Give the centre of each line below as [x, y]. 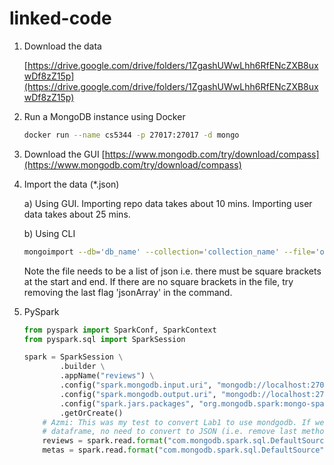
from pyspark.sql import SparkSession [104, 339]
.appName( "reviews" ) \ [107, 376]
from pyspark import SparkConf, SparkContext [120, 330]
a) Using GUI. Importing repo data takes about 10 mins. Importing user [168, 203]
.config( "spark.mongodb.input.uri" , [136, 385]
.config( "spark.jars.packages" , [127, 403]
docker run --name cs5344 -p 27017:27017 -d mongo [131, 135]
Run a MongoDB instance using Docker [104, 116]
